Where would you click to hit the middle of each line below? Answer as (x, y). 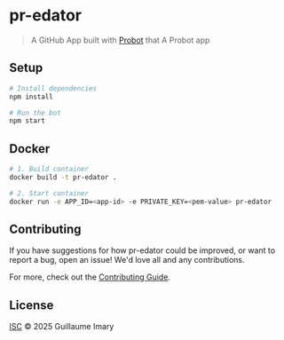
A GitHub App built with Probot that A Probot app (120, 40)
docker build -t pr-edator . (63, 177)
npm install (31, 97)
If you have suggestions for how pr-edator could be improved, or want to (142, 250)
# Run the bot (35, 113)
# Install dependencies (53, 88)
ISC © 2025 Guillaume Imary (62, 327)
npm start (28, 121)
